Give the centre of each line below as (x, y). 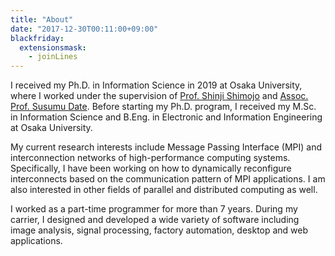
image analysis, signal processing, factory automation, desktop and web (159, 230)
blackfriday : (37, 38)
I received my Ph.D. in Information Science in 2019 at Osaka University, (156, 85)
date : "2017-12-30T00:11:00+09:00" (84, 29)
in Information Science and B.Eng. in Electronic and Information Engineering (166, 117)
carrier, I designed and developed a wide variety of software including (155, 220)
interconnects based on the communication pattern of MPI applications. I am (168, 179)
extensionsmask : (53, 47)
